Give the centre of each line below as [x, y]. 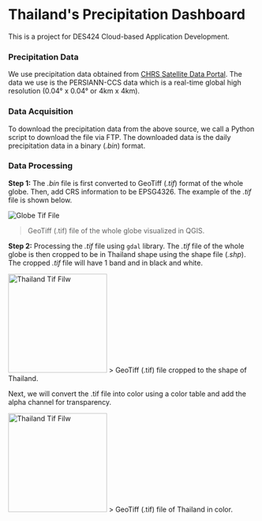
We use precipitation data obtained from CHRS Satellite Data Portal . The [125, 74]
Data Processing [41, 166]
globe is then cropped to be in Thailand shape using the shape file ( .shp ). [127, 254]
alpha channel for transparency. [60, 402]
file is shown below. [40, 200]
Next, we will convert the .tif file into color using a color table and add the [127, 394]
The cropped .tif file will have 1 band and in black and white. [106, 262]
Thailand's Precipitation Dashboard [127, 15]
